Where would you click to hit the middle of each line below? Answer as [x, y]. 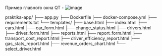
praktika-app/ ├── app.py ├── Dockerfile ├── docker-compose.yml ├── [81, 17]
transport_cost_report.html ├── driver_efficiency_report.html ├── [73, 38]
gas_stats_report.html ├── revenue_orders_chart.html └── [65, 44]
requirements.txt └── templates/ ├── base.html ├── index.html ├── [76, 23]
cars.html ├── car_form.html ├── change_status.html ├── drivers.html [78, 28]
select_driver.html [23, 49]
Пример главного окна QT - [34, 8]
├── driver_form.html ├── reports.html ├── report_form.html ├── [74, 33]
